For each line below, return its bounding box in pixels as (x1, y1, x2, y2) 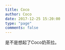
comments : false (5, 25, 38, 30)
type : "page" (5, 21, 32, 26)
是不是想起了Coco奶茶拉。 (5, 40, 60, 46)
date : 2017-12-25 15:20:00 (5, 16, 61, 21)
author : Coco (5, 12, 32, 17)
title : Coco (5, 7, 30, 12)
